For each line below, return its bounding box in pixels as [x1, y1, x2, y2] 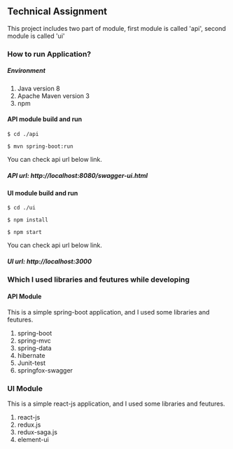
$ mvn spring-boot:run [7, 143, 73, 150]
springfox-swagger [17, 366, 73, 374]
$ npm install [7, 216, 49, 223]
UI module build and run [7, 188, 78, 197]
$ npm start [7, 229, 42, 236]
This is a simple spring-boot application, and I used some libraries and [7, 308, 210, 316]
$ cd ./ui [7, 205, 36, 212]
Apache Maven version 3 [17, 91, 90, 100]
